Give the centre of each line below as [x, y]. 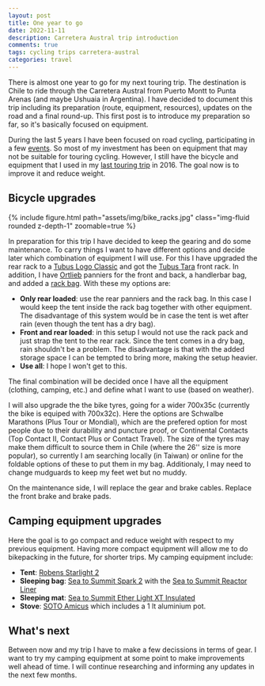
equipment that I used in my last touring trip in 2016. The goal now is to [124, 165]
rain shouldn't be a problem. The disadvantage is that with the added [132, 349]
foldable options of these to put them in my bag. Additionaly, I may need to [130, 463]
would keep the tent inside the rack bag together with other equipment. [136, 307]
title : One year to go [45, 23]
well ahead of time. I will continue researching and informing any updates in [131, 667]
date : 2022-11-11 [37, 30]
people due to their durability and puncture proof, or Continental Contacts [128, 430]
